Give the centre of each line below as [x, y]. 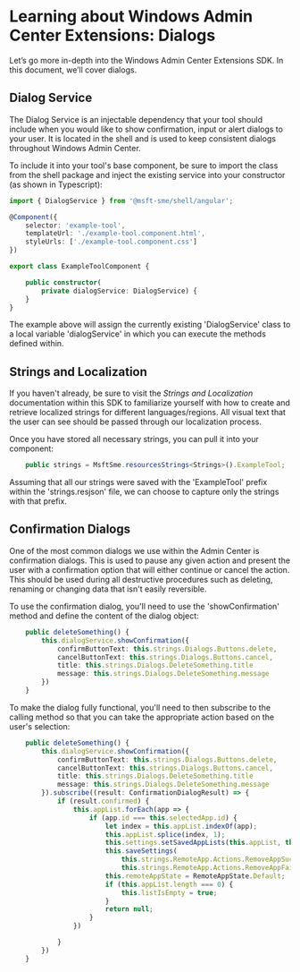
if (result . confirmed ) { [103, 801]
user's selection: [40, 726]
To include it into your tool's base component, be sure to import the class [144, 165]
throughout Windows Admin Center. [75, 148]
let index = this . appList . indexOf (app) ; [181, 826]
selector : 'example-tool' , [75, 226]
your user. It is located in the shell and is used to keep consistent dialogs [143, 138]
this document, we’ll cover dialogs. [73, 70]
